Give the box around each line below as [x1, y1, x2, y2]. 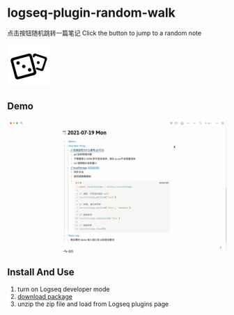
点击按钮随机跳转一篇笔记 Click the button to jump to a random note [7, 29, 202, 37]
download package [17, 292, 73, 300]
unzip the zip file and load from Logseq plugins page [17, 300, 169, 308]
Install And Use [7, 266, 75, 278]
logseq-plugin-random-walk [7, 5, 176, 21]
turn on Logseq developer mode [17, 284, 110, 293]
